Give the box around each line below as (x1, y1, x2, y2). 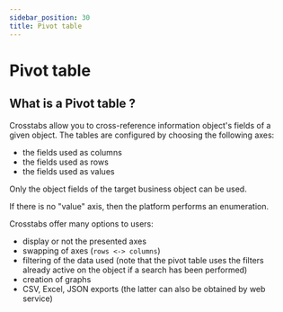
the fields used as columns (22, 147, 123, 157)
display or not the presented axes (22, 236, 146, 246)
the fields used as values (22, 165, 115, 176)
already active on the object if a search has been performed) (22, 264, 248, 275)
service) (22, 293, 54, 304)
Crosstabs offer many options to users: (9, 218, 155, 229)
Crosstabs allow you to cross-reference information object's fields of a (9, 120, 271, 130)
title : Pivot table (9, 22, 83, 31)
